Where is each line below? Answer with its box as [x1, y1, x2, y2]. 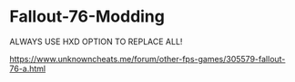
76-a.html [9, 63, 46, 74]
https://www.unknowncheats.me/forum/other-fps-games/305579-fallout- [9, 53, 286, 64]
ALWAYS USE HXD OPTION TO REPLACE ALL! [9, 36, 183, 47]
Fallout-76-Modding [9, 6, 166, 27]
